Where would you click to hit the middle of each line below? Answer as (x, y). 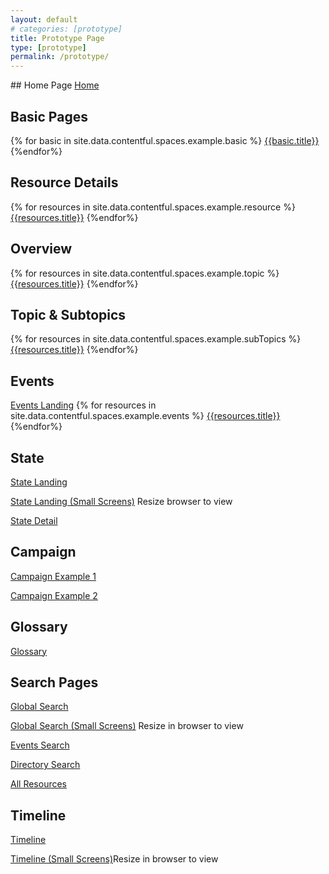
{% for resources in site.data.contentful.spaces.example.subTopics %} (156, 339)
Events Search (40, 745)
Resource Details (64, 182)
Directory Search (45, 765)
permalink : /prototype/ (60, 57)
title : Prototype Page (57, 38)
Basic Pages (49, 116)
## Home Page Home (55, 85)
